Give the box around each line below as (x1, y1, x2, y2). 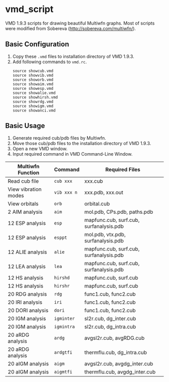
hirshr (54, 283, 70, 289)
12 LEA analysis (8, 263, 46, 270)
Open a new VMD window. (12, 146, 68, 152)
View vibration (8, 186, 42, 193)
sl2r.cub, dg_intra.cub (84, 323, 136, 330)
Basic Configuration (5, 40, 69, 49)
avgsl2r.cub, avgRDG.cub (84, 334, 145, 341)
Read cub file (8, 177, 39, 184)
